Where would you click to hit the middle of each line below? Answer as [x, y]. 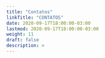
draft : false [23, 40]
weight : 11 [20, 34]
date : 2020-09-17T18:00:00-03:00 [49, 23]
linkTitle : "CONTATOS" [35, 18]
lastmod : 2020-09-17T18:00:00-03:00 [52, 29]
